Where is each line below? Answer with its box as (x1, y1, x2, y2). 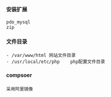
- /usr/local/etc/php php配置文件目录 (6, 59, 106, 65)
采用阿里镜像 (6, 86, 33, 92)
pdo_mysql (6, 19, 31, 25)
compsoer (6, 72, 32, 78)
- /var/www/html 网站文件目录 (6, 53, 76, 59)
